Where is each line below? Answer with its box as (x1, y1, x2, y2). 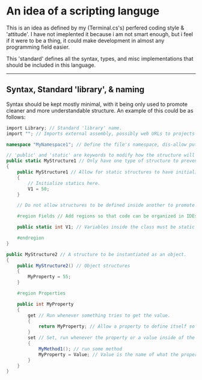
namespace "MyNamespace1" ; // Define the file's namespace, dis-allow (6, 142, 187, 148)
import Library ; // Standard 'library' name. (6, 125, 122, 131)
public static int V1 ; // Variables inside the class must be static (17, 224, 195, 230)
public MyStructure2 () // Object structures (17, 263, 130, 269)
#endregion (17, 235, 44, 241)
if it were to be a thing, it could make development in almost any (6, 37, 165, 44)
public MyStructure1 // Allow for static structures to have (17, 169, 173, 175)
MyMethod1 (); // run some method (38, 346, 122, 352)
